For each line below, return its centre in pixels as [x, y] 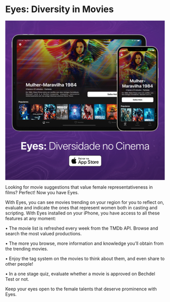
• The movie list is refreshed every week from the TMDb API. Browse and [82, 228]
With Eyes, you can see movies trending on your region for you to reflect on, [85, 202]
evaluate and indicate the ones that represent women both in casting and [81, 207]
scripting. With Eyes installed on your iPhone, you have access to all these [83, 213]
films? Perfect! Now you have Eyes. [42, 192]
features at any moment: [31, 218]
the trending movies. [27, 248]
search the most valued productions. [44, 233]
